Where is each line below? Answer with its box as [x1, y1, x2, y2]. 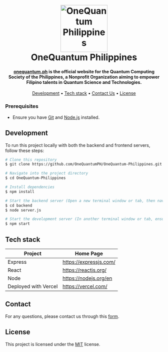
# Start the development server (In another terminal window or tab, [5, 217, 153, 222]
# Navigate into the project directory [5, 171, 88, 176]
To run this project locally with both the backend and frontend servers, [5, 142, 150, 148]
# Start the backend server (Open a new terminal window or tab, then [5, 198, 155, 203]
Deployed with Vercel [7, 283, 58, 290]
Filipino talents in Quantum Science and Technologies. [26, 79, 142, 85]
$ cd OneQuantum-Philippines [5, 175, 66, 181]
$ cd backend [5, 203, 32, 208]
